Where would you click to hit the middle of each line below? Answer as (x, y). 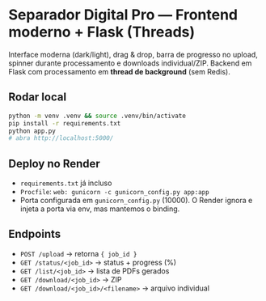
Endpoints (35, 234)
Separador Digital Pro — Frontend (123, 15)
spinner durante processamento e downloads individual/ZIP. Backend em (130, 63)
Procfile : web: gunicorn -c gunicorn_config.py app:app (114, 192)
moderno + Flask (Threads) (102, 32)
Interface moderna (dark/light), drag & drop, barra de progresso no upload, (133, 54)
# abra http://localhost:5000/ (61, 138)
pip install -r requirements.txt (65, 123)
